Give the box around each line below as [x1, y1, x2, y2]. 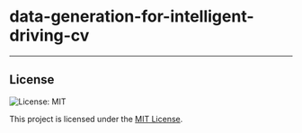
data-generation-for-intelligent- [9, 6, 254, 27]
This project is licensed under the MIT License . [9, 113, 183, 124]
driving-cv [9, 25, 90, 46]
